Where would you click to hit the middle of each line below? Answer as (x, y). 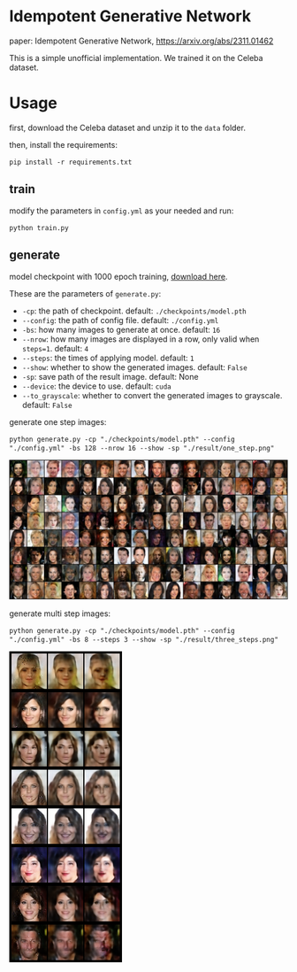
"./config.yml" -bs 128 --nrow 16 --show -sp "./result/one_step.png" (142, 448)
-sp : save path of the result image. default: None (110, 376)
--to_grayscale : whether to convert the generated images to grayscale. (152, 395)
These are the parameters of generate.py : (85, 293)
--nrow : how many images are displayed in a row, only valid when (141, 339)
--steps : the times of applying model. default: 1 (108, 358)
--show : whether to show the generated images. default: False (134, 367)
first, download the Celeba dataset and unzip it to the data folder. (127, 127)
